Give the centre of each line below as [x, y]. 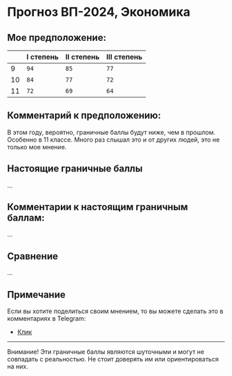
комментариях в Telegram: [47, 319]
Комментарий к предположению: [84, 116]
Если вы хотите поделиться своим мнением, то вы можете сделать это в [115, 311]
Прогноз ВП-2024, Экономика [99, 12]
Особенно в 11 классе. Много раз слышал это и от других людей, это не [114, 140]
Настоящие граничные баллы [75, 169]
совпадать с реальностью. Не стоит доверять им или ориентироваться [113, 359]
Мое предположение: [57, 38]
